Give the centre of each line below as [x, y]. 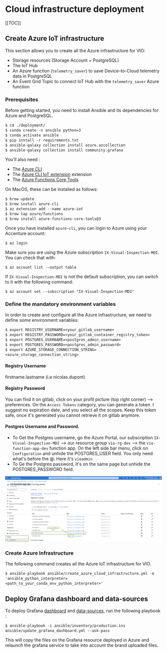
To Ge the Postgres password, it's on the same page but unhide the [81, 464]
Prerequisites [22, 99]
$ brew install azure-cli [32, 204]
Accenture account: [25, 233]
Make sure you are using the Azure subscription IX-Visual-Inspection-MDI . [82, 253]
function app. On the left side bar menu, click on [99, 448]
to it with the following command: [39, 282]
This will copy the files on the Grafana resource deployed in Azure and [77, 640]
